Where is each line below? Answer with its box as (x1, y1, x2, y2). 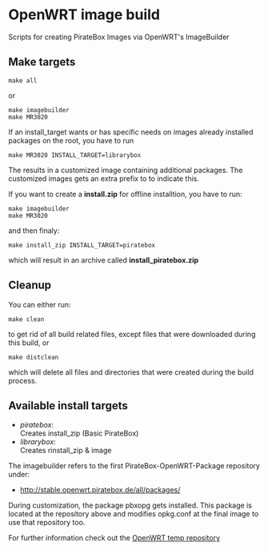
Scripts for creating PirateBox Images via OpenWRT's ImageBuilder (8, 32, 230, 42)
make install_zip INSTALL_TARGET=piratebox (8, 241, 156, 249)
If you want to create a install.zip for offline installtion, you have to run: (8, 189, 242, 199)
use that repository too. (8, 518, 86, 528)
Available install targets (8, 399, 128, 412)
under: (8, 470, 30, 480)
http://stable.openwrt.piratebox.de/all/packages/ (19, 485, 181, 495)
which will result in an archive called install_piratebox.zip (8, 255, 199, 265)
